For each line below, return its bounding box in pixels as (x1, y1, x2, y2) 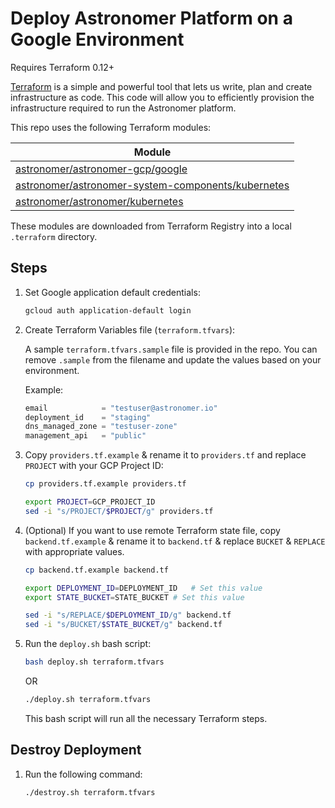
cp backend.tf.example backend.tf (24, 565, 169, 575)
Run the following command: (24, 768, 143, 780)
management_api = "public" (24, 431, 147, 441)
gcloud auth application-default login (24, 305, 192, 316)
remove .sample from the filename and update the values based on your (24, 353, 322, 366)
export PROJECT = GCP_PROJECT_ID (24, 497, 156, 507)
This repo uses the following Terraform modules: (10, 121, 212, 133)
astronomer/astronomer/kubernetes (15, 194, 184, 208)
